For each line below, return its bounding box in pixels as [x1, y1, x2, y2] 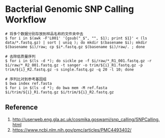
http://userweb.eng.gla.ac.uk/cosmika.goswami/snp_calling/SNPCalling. [12, 116, 160, 122]
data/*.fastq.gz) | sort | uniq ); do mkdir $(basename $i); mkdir [5, 40, 148, 45]
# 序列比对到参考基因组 [5, 76, 47, 81]
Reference [5, 103, 38, 112]
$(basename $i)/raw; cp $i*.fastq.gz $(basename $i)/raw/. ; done [5, 44, 145, 49]
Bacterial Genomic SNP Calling [5, 3, 134, 15]
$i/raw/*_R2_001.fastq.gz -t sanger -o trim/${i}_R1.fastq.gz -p [5, 63, 143, 68]
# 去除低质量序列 [5, 54, 36, 59]
